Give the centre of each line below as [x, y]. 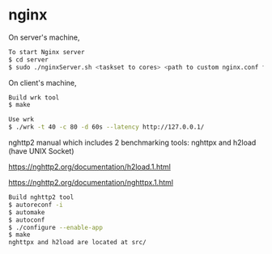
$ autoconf [27, 220]
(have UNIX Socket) [41, 151]
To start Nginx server [47, 52]
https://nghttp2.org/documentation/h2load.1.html [90, 167]
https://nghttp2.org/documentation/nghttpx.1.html [91, 183]
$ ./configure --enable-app [56, 227]
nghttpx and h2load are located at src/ [78, 243]
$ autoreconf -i [36, 205]
